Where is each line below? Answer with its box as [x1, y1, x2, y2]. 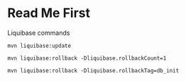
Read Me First [7, 5, 91, 21]
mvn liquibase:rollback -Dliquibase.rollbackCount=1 [7, 55, 167, 62]
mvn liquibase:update [7, 42, 72, 49]
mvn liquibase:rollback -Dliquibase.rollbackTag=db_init [7, 67, 180, 74]
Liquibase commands [7, 28, 70, 37]
